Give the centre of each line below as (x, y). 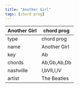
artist (13, 78)
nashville (18, 70)
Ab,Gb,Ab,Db (56, 62)
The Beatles (55, 78)
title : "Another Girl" (28, 9)
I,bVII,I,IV (51, 70)
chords (16, 62)
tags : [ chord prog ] (25, 14)
